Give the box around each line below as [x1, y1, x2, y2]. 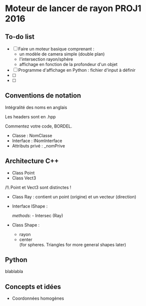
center [19, 236, 32, 242]
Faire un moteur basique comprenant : [18, 46, 95, 51]
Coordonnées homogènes [12, 295, 64, 301]
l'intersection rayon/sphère [19, 56, 73, 62]
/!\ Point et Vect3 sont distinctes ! [5, 184, 72, 190]
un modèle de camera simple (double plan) [19, 51, 105, 57]
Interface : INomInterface [12, 138, 62, 144]
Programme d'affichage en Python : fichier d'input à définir [18, 67, 136, 73]
